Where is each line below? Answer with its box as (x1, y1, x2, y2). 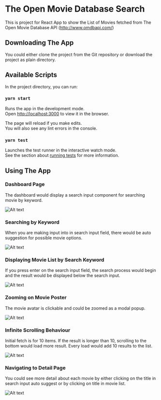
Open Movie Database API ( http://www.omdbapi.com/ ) (5, 24, 114, 30)
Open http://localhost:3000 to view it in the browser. (5, 111, 109, 117)
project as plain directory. (5, 57, 56, 63)
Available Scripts (5, 71, 57, 79)
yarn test (5, 137, 28, 143)
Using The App (5, 167, 51, 175)
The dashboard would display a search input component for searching (5, 192, 145, 198)
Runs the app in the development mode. (5, 105, 85, 111)
